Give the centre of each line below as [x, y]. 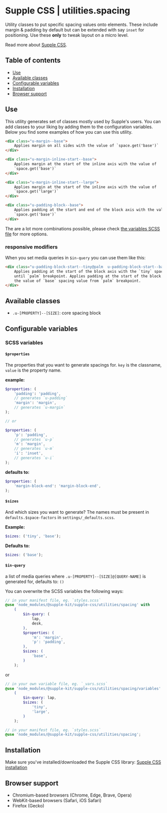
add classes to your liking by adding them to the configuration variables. [79, 127]
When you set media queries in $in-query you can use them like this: [75, 257]
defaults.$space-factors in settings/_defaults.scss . [60, 517]
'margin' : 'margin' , [35, 403]
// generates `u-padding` [41, 398]
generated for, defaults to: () [35, 582]
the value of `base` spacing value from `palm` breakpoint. [78, 281]
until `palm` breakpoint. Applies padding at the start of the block [88, 276]
